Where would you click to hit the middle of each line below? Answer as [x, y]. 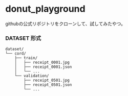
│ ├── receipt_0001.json [43, 67]
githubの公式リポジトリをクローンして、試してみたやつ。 [65, 23]
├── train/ [26, 58]
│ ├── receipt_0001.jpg [42, 63]
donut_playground [45, 9]
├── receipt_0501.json [48, 85]
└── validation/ [32, 76]
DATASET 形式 [23, 38]
